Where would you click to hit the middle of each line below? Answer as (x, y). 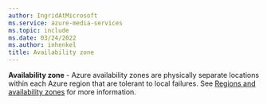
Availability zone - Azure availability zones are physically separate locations (134, 75)
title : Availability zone (51, 52)
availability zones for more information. (73, 92)
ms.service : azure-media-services (66, 23)
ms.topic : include (39, 30)
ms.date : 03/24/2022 (43, 38)
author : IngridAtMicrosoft (53, 15)
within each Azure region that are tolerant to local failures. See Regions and (132, 83)
